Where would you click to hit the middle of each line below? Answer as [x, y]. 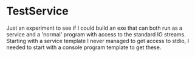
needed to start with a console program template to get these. [84, 47]
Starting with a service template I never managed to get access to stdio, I [98, 41]
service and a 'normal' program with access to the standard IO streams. [96, 34]
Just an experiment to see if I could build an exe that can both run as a [94, 28]
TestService [37, 11]
